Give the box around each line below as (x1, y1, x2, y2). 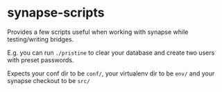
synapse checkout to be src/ (7, 76, 90, 84)
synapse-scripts (7, 5, 105, 21)
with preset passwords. (7, 55, 74, 64)
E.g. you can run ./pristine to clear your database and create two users (7, 48, 215, 57)
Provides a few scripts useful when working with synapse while (7, 28, 189, 36)
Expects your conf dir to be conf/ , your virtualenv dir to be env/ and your (7, 69, 215, 77)
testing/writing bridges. (7, 35, 74, 43)
